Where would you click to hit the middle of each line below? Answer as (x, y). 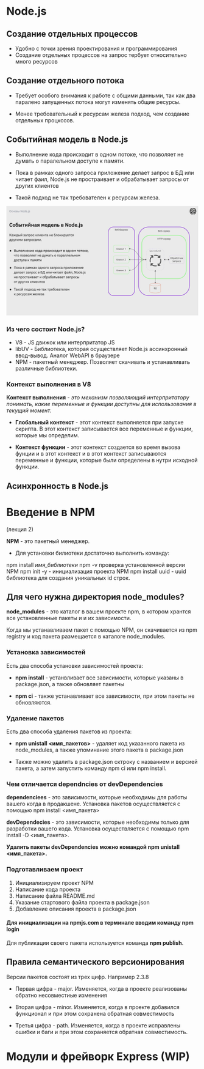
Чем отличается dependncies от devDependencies (85, 784)
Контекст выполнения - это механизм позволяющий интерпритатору (98, 398)
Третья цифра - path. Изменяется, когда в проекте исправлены (98, 1025)
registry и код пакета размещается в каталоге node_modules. (86, 637)
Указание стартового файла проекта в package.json (83, 902)
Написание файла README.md (55, 896)
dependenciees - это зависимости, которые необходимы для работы (97, 797)
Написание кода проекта (48, 889)
